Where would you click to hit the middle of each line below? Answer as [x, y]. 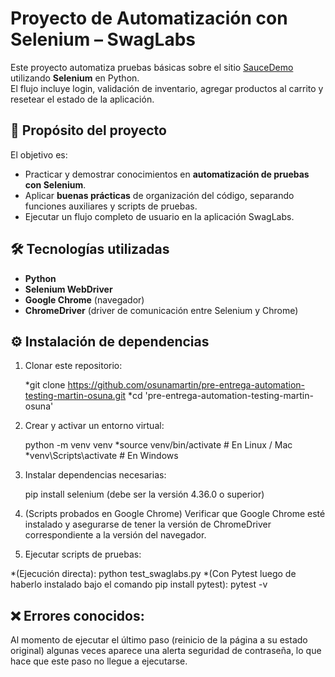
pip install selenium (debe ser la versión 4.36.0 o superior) [144, 494]
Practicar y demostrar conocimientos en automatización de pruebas [167, 174]
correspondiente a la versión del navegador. [115, 535]
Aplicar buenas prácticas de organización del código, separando [159, 195]
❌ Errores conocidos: [77, 615]
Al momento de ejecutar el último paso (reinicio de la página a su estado [159, 640]
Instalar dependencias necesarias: [95, 475]
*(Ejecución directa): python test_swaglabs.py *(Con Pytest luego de [153, 574]
